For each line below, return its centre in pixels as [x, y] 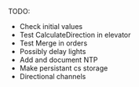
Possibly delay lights [53, 51]
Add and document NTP [59, 60]
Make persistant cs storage [64, 68]
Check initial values [51, 26]
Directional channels [53, 76]
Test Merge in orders [53, 43]
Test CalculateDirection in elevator [75, 35]
